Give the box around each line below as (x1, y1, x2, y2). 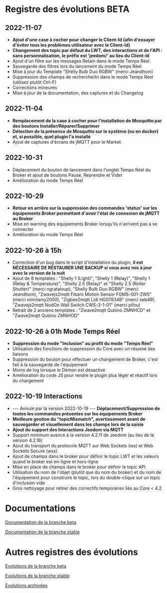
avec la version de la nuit (12, 270, 65, 276)
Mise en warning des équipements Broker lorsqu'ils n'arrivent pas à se (12, 221, 158, 227)
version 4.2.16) (12, 437, 43, 443)
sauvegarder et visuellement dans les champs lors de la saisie (12, 421, 144, 427)
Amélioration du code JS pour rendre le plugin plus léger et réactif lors (12, 372, 158, 378)
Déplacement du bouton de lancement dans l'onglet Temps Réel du (12, 167, 151, 173)
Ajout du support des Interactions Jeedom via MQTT (12, 426, 124, 432)
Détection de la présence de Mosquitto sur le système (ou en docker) (12, 128, 159, 134)
